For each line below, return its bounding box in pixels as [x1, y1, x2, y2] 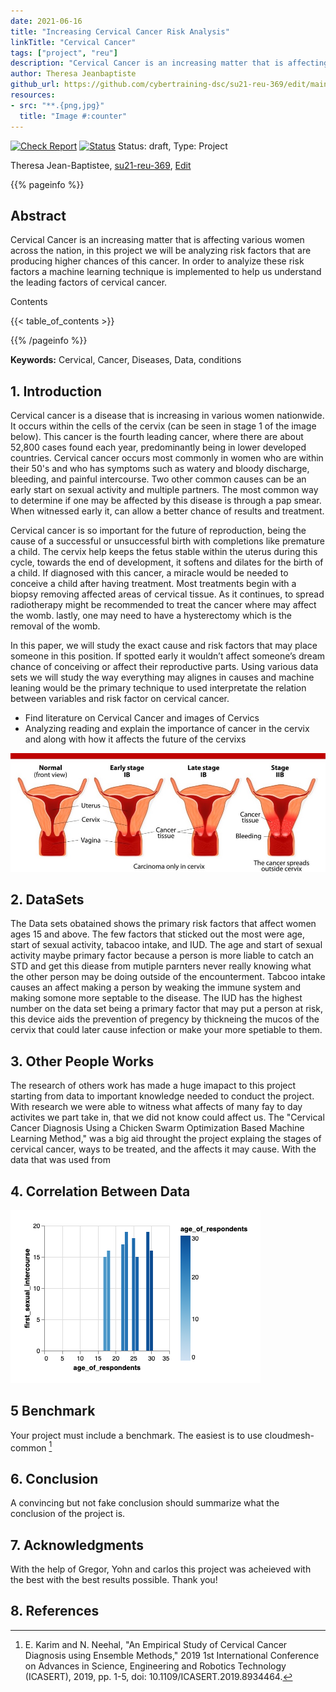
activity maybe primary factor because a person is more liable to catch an [10, 950, 315, 962]
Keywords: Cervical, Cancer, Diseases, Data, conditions [10, 354, 242, 366]
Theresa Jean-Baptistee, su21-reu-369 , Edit [10, 159, 192, 171]
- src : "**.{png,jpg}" [10, 100, 105, 110]
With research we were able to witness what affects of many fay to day [10, 1101, 303, 1113]
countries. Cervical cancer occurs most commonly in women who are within [10, 452, 324, 464]
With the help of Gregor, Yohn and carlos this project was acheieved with [10, 1563, 312, 1575]
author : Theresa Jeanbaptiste [10, 69, 137, 79]
